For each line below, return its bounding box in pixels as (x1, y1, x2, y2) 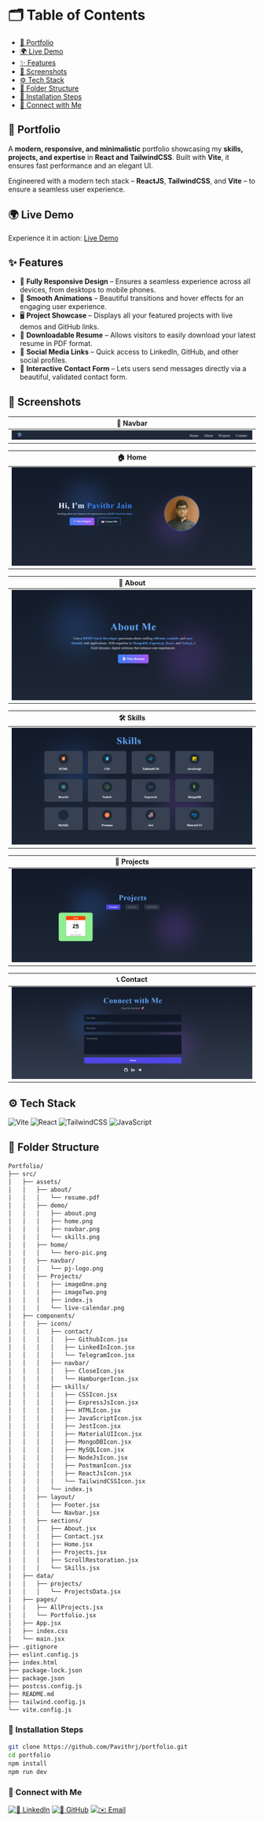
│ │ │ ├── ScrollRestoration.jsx (8, 1556, 139, 1564)
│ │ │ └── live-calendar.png (8, 1304, 125, 1312)
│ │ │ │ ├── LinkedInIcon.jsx (8, 1344, 135, 1352)
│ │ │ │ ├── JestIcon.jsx (8, 1422, 122, 1430)
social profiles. (19, 355, 68, 365)
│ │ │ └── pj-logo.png (8, 1265, 104, 1273)
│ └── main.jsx (8, 1635, 65, 1643)
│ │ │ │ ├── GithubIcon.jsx (8, 1336, 128, 1344)
